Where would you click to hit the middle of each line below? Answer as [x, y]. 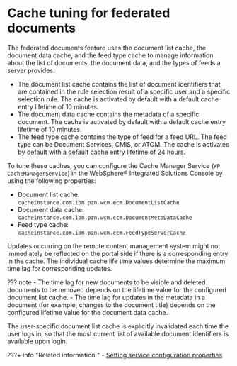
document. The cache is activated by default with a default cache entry [122, 121]
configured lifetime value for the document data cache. [88, 312]
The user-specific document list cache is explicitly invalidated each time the [118, 326]
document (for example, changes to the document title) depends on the [111, 305]
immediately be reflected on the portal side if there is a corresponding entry [118, 253]
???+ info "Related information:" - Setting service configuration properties [115, 355]
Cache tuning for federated [89, 13]
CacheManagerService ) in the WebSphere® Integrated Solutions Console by [115, 173]
